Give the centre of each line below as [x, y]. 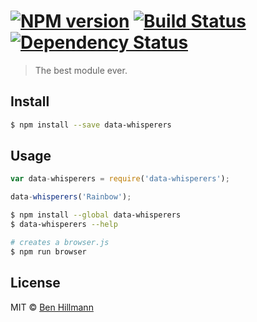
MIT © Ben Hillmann [52, 307]
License [35, 283]
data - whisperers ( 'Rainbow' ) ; [71, 197]
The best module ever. [81, 70]
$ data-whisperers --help [64, 225]
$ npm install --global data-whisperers [96, 215]
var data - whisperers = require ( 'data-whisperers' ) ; [120, 179]
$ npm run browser [48, 251]
